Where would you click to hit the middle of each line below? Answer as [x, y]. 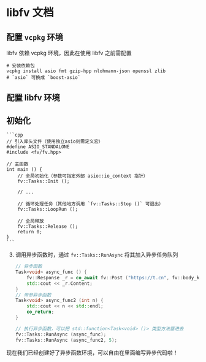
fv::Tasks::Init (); [44, 181]
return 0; [30, 232]
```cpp [15, 135]
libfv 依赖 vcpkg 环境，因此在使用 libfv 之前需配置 [69, 53]
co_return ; [40, 312]
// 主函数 [17, 164]
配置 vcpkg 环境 [35, 37]
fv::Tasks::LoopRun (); [48, 209]
